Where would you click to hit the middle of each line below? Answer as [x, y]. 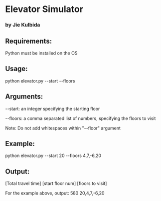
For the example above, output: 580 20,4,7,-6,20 [55, 193]
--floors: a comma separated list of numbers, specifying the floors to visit [80, 118]
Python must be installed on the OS [41, 53]
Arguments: [24, 97]
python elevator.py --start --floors [40, 80]
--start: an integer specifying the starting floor [53, 108]
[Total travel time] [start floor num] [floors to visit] [56, 183]
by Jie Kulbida [23, 25]
